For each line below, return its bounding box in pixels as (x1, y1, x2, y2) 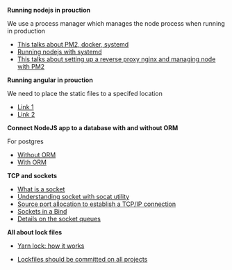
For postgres (7, 137, 44, 145)
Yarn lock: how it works (17, 241, 85, 250)
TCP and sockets (7, 172, 58, 180)
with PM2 (17, 63, 45, 70)
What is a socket (17, 185, 65, 193)
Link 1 (17, 103, 34, 111)
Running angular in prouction (7, 76, 94, 84)
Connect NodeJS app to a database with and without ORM (7, 124, 179, 132)
